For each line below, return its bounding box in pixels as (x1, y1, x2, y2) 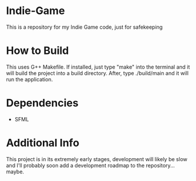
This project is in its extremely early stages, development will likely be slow (6, 155, 188, 162)
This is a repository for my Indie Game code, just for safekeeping (6, 23, 163, 30)
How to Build (6, 44, 69, 57)
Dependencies (6, 97, 79, 110)
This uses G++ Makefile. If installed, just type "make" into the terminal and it (6, 63, 190, 70)
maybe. (6, 168, 25, 175)
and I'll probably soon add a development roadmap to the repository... (6, 162, 175, 169)
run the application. (6, 76, 53, 83)
